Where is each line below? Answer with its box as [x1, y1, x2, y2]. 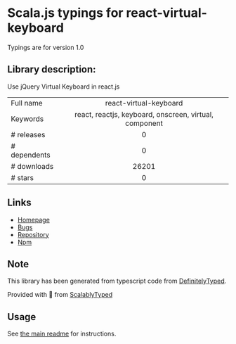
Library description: [7, 63, 96, 75]
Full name [11, 98, 44, 108]
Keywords [11, 114, 44, 124]
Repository [17, 230, 49, 238]
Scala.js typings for [7, 5, 124, 21]
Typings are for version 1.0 [7, 43, 84, 51]
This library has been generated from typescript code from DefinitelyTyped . [7, 276, 227, 286]
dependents [11, 150, 51, 160]
